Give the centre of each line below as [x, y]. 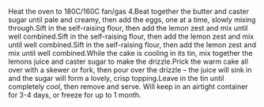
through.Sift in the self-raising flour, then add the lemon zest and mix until [128, 28]
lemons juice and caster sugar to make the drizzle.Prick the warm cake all [128, 61]
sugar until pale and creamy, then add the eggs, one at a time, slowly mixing [132, 20]
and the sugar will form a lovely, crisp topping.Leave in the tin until [116, 78]
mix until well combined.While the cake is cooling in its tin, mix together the [130, 53]
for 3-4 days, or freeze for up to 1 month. [75, 95]
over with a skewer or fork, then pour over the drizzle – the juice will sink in [130, 70]
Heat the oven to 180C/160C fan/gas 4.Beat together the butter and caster [129, 11]
